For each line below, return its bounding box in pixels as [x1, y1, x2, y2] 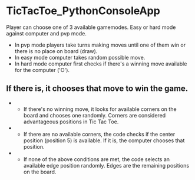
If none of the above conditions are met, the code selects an [23, 155, 170, 163]
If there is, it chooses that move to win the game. [6, 84, 189, 94]
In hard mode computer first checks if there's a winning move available [14, 60, 187, 67]
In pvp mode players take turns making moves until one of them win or [14, 41, 186, 48]
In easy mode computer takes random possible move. [14, 54, 146, 61]
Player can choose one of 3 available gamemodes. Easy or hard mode [6, 24, 176, 31]
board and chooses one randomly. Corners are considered [23, 112, 166, 119]
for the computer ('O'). [14, 66, 70, 73]
